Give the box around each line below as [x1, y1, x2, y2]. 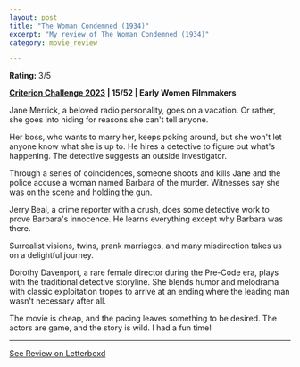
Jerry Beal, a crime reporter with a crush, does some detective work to [9, 204, 270, 215]
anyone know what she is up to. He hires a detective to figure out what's [9, 141, 275, 152]
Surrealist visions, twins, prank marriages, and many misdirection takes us [9, 240, 283, 251]
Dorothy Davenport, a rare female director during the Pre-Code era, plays [9, 267, 279, 278]
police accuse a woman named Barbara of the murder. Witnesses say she [9, 178, 280, 188]
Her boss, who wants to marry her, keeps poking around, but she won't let [9, 131, 283, 143]
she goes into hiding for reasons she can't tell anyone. [9, 114, 209, 125]
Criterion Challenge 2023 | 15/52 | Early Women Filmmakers [9, 88, 237, 98]
